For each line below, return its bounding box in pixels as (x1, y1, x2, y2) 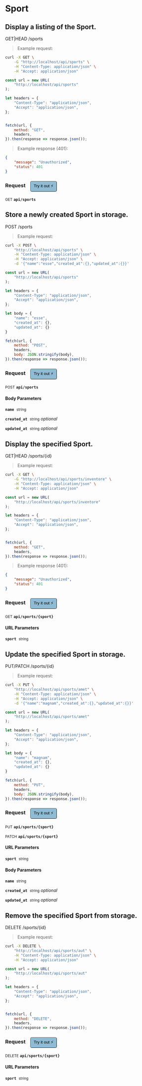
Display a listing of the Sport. (5, 23, 96, 31)
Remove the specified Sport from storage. (5, 911, 138, 920)
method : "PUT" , (14, 782, 46, 787)
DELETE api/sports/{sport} (5, 1053, 60, 1059)
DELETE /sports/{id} (5, 925, 46, 930)
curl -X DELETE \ (5, 944, 41, 948)
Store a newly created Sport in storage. (5, 211, 129, 219)
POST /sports (5, 224, 33, 230)
